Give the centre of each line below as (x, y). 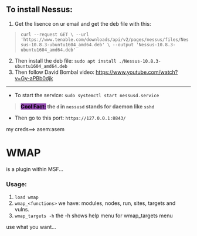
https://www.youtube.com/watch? (137, 72)
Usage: (17, 184)
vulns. (22, 210)
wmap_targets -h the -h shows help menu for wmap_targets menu (94, 216)
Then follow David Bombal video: (55, 72)
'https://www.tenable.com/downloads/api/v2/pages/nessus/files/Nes (104, 40)
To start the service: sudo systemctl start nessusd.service (87, 95)
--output (123, 45)
